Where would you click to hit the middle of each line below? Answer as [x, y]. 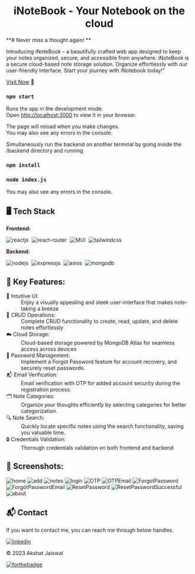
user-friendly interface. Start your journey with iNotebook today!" [86, 70]
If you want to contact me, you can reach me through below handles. [90, 530]
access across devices [49, 349]
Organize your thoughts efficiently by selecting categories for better [104, 405]
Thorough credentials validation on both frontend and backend [97, 448]
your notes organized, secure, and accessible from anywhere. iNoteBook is [97, 58]
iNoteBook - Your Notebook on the [99, 11]
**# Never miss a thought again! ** [49, 40]
